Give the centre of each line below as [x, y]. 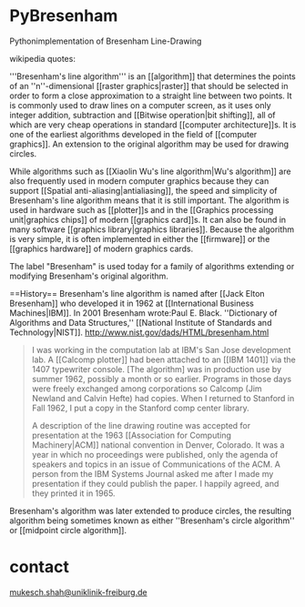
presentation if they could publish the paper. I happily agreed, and [155, 483]
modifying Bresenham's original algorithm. [89, 276]
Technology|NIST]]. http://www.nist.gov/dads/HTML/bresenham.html [139, 332]
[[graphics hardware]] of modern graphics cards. [102, 248]
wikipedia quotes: [42, 58]
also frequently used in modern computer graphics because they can [139, 181]
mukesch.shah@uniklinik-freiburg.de [78, 592]
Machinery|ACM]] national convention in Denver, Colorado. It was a [158, 445]
